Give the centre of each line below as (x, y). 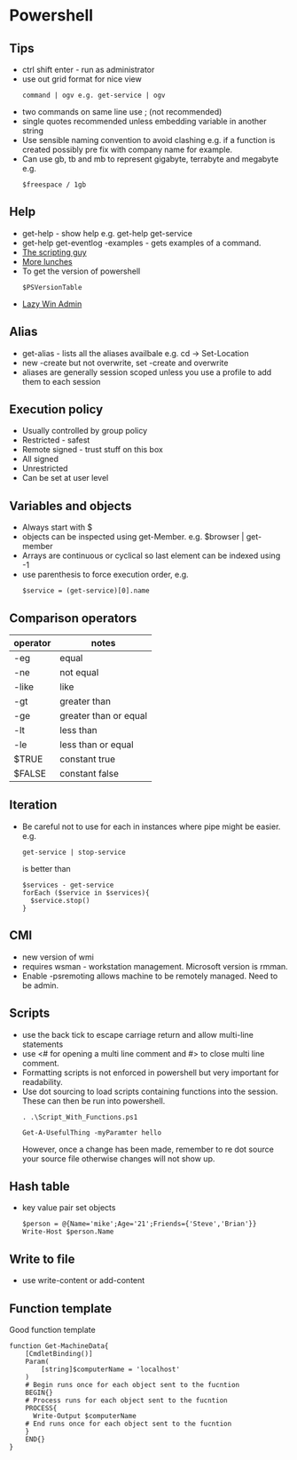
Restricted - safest (56, 440)
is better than (46, 868)
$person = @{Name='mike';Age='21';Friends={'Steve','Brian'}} (139, 1224)
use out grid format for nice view (82, 79)
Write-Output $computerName (85, 1416)
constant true (88, 759)
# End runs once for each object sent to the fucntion (129, 1424)
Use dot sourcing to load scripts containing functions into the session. (150, 1091)
